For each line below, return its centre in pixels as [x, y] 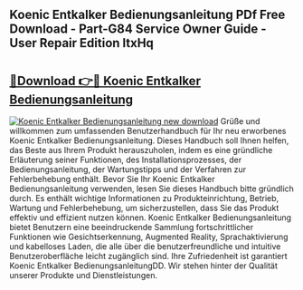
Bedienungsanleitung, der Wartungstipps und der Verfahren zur [128, 169]
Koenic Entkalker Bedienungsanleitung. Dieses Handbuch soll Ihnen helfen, [149, 140]
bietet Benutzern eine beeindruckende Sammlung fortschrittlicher [132, 227]
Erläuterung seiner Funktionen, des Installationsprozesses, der [126, 159]
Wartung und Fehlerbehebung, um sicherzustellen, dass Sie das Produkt [144, 208]
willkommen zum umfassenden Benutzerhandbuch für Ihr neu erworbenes [148, 131]
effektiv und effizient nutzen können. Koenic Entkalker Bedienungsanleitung [151, 217]
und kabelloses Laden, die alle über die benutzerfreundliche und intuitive [145, 246]
